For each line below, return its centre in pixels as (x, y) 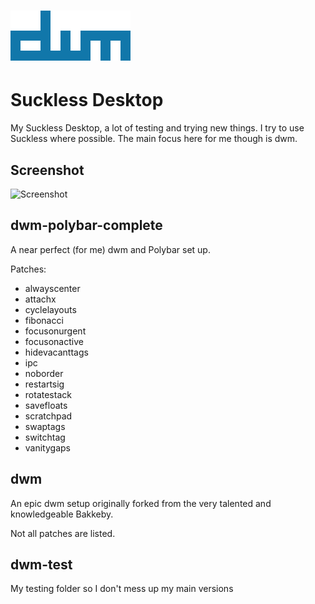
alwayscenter (52, 288)
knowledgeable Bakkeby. (62, 514)
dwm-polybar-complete (86, 225)
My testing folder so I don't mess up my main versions (122, 589)
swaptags (45, 426)
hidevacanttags (56, 352)
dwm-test (41, 564)
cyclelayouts (50, 309)
